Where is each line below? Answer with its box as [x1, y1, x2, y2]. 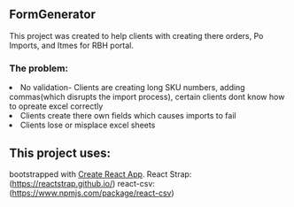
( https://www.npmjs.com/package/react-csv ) [9, 188, 174, 198]
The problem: [9, 62, 69, 74]
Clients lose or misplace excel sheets [20, 119, 156, 131]
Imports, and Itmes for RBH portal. [9, 40, 135, 50]
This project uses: [9, 145, 112, 160]
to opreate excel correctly [9, 101, 104, 111]
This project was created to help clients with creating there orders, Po [9, 30, 264, 41]
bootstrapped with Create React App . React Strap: [9, 168, 192, 180]
